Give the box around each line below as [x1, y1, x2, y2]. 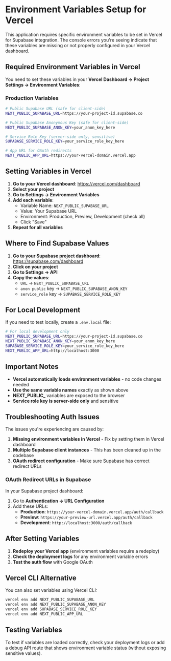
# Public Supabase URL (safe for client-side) [5, 106, 106, 111]
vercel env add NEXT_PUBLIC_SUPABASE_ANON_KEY [5, 602, 106, 607]
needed [12, 381, 29, 387]
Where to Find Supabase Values [5, 239, 109, 248]
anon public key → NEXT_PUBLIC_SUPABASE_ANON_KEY [20, 285, 128, 292]
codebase [12, 452, 34, 459]
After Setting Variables [5, 534, 80, 543]
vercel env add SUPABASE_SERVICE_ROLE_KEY [5, 607, 97, 612]
